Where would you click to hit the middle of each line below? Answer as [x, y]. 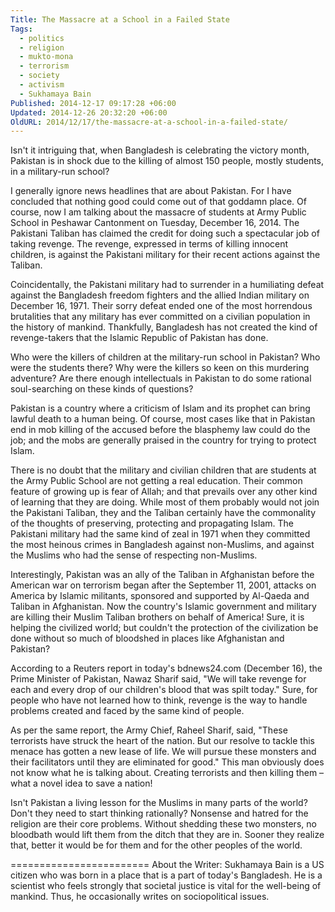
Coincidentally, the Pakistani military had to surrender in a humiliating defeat [167, 285]
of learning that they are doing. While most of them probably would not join [165, 502]
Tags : [21, 29]
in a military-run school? [60, 172]
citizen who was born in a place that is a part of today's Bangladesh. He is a [166, 875]
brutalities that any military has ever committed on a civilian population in [160, 317]
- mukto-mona [46, 57]
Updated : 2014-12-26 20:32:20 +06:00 [89, 112]
